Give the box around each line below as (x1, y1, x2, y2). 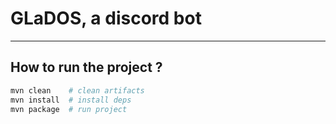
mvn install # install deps (10, 95, 132, 105)
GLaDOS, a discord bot (10, 7, 202, 30)
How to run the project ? (10, 59, 163, 76)
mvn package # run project (10, 104, 128, 114)
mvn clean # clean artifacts (10, 85, 145, 96)
